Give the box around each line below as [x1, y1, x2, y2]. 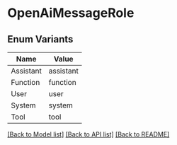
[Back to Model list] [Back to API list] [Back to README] [7, 130, 170, 139]
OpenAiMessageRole [7, 5, 135, 21]
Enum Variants [7, 33, 74, 45]
